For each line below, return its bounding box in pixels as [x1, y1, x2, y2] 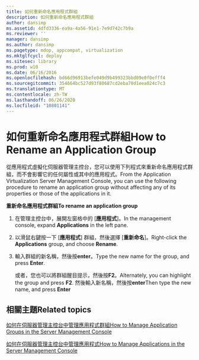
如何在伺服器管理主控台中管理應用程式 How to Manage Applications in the [6, 340, 185, 348]
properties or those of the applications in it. [6, 190, 111, 197]
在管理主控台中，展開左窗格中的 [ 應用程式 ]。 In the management [14, 215, 172, 222]
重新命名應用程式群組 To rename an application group [6, 203, 138, 210]
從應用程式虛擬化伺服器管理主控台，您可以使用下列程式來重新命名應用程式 [6, 163, 188, 170]
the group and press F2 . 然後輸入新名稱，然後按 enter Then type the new [14, 279, 191, 286]
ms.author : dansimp [6, 42, 54, 48]
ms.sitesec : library [6, 58, 57, 64]
